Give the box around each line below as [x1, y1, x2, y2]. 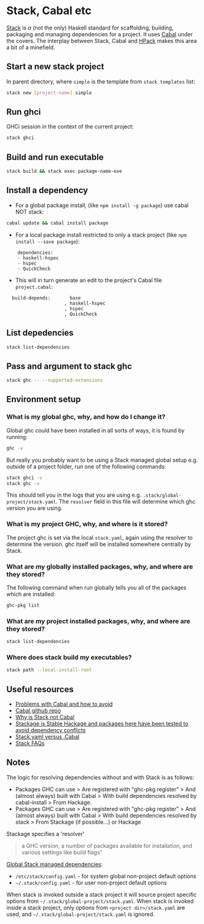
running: [6, 433, 28, 440]
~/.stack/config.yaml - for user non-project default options [15, 879, 167, 886]
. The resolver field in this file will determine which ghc [55, 498, 195, 505]
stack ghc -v [6, 480, 40, 486]
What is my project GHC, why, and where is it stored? [6, 520, 168, 529]
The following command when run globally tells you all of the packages [6, 583, 187, 591]
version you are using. [6, 505, 63, 512]
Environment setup [6, 394, 81, 405]
